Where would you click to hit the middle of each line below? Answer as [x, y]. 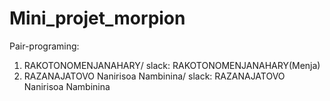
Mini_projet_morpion [97, 18]
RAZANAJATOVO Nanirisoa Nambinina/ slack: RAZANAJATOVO [154, 76]
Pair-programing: [44, 46]
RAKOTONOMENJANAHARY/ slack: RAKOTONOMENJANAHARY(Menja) [172, 65]
